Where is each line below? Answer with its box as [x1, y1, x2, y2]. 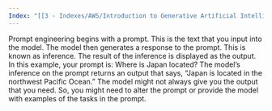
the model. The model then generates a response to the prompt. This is [8, 42, 246, 52]
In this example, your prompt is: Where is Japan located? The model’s [8, 60, 240, 69]
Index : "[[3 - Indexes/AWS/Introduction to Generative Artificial [8, 11, 237, 20]
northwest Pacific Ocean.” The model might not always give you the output [8, 76, 258, 86]
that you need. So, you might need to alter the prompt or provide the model [8, 85, 259, 95]
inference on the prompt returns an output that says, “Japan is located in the [8, 68, 263, 77]
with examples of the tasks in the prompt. [8, 93, 147, 103]
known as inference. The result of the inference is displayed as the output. [8, 51, 257, 60]
